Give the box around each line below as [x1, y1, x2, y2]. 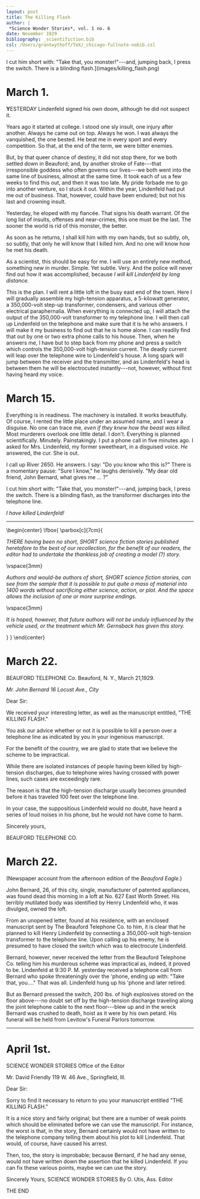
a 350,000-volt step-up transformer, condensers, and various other [6, 301, 172, 308]
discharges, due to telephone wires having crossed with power [26, 769, 180, 776]
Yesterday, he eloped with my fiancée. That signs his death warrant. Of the [6, 209, 189, 216]
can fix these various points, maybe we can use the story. [6, 1164, 148, 1171]
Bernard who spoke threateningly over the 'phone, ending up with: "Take [6, 973, 185, 980]
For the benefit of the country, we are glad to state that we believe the [6, 744, 177, 751]
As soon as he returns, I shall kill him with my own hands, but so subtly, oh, [6, 234, 190, 241]
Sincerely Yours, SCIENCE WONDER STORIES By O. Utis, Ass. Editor [6, 1175, 174, 1183]
